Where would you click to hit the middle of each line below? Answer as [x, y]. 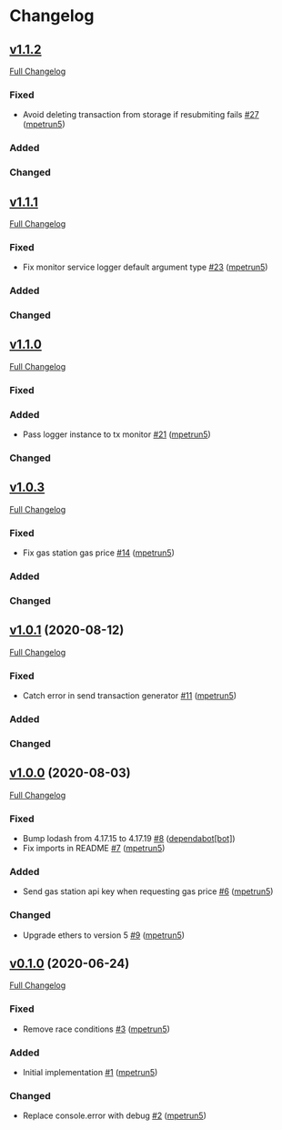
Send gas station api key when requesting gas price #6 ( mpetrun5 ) [148, 891]
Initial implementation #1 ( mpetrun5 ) [90, 1073]
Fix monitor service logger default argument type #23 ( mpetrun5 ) [145, 267]
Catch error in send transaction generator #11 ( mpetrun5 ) [130, 696]
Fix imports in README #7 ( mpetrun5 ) [94, 849]
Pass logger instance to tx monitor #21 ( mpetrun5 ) [116, 434]
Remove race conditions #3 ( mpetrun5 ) [96, 1029]
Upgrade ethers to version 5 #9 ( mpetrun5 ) [103, 935]
